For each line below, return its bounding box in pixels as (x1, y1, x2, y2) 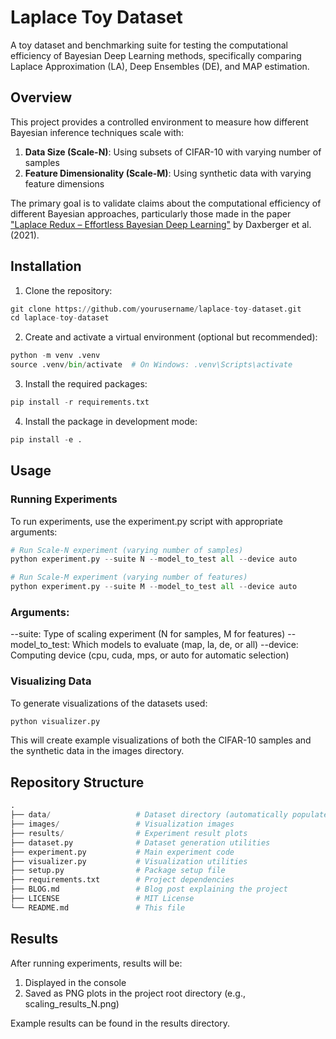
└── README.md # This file (10, 902, 186, 913)
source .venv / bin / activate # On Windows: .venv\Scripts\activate (10, 360, 293, 370)
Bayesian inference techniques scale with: (10, 126, 185, 138)
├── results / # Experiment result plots (10, 828, 248, 838)
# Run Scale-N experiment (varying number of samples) (10, 545, 244, 555)
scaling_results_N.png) (24, 997, 120, 1010)
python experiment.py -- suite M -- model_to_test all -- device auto (10, 582, 298, 592)
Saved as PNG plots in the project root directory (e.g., (24, 987, 246, 999)
